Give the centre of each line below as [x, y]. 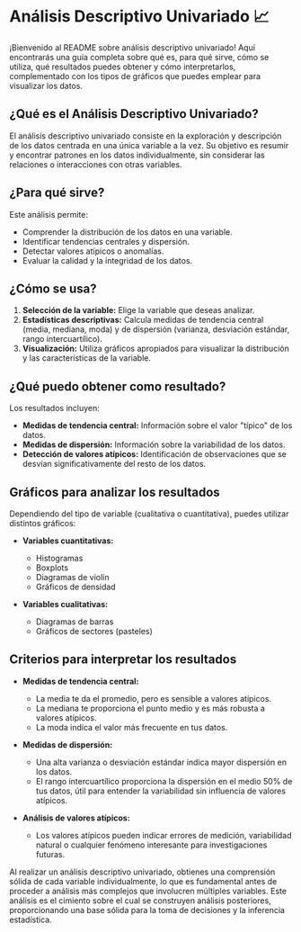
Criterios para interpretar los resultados [123, 660]
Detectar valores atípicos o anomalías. [93, 251]
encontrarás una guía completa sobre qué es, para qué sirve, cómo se [139, 57]
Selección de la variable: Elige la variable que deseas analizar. [138, 310]
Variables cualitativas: [65, 604]
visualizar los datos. [46, 85]
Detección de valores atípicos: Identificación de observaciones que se [155, 454]
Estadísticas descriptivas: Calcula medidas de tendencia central [143, 320]
